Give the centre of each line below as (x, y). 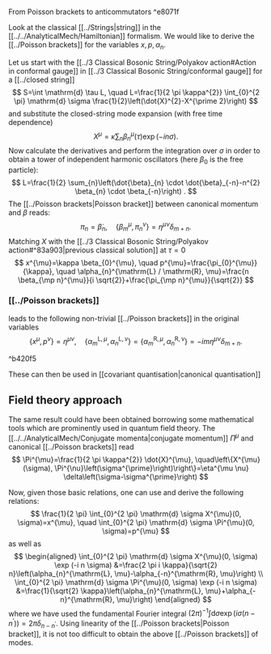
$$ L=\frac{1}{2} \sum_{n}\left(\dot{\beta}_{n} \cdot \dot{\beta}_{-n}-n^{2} (136, 183)
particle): (23, 170)
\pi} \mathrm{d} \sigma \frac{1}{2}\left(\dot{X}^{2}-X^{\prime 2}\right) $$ (136, 101)
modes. (21, 642)
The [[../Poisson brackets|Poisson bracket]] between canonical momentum (133, 204)
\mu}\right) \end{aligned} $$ (164, 599)
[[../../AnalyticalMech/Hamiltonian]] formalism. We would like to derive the (131, 36)
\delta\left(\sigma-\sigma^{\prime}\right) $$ (136, 476)
